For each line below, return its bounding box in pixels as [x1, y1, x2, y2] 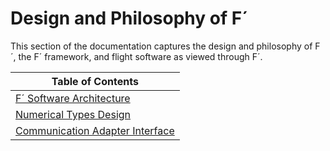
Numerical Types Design [15, 107, 132, 121]
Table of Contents [51, 74, 139, 88]
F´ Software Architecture [15, 91, 131, 105]
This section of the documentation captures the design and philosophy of [10, 40, 313, 52]
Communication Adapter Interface [15, 123, 175, 137]
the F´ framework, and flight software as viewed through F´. [18, 50, 263, 62]
